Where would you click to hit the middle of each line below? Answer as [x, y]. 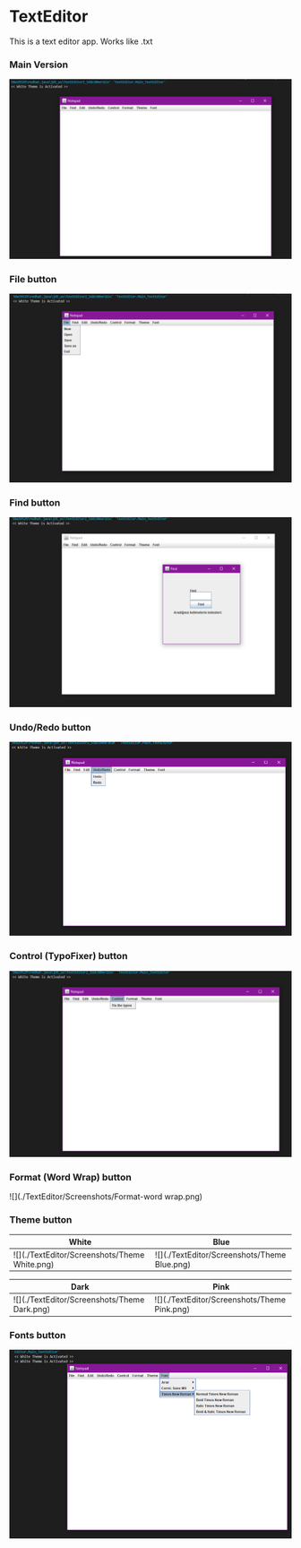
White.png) [34, 1264]
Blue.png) [172, 1264]
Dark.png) [32, 1310]
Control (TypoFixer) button [69, 956]
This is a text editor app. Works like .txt [81, 41]
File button [33, 280]
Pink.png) [172, 1310]
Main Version [39, 65]
